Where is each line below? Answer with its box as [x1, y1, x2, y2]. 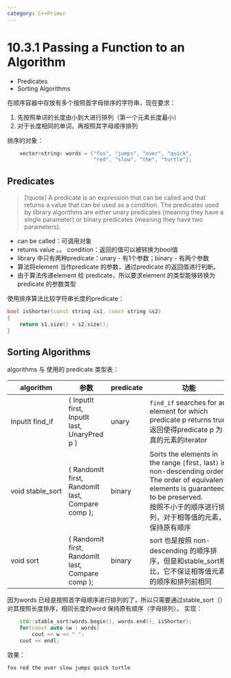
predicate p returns [149, 415, 212, 425]
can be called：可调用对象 [16, 237, 92, 245]
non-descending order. [149, 466, 225, 476]
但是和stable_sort [163, 556, 220, 566]
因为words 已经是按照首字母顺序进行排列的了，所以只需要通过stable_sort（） [7, 596, 223, 604]
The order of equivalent [149, 475, 225, 485]
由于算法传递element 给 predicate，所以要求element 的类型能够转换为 [16, 271, 215, 280]
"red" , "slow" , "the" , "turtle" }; [93, 156, 192, 163]
